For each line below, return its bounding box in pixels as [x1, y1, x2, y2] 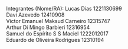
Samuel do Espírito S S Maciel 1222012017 [6, 30, 109, 37]
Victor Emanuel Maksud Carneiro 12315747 [6, 18, 110, 24]
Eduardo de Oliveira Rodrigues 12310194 [6, 37, 104, 43]
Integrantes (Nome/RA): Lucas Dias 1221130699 [6, 5, 122, 12]
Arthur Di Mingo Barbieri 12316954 [6, 24, 90, 31]
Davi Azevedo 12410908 [6, 11, 65, 18]
